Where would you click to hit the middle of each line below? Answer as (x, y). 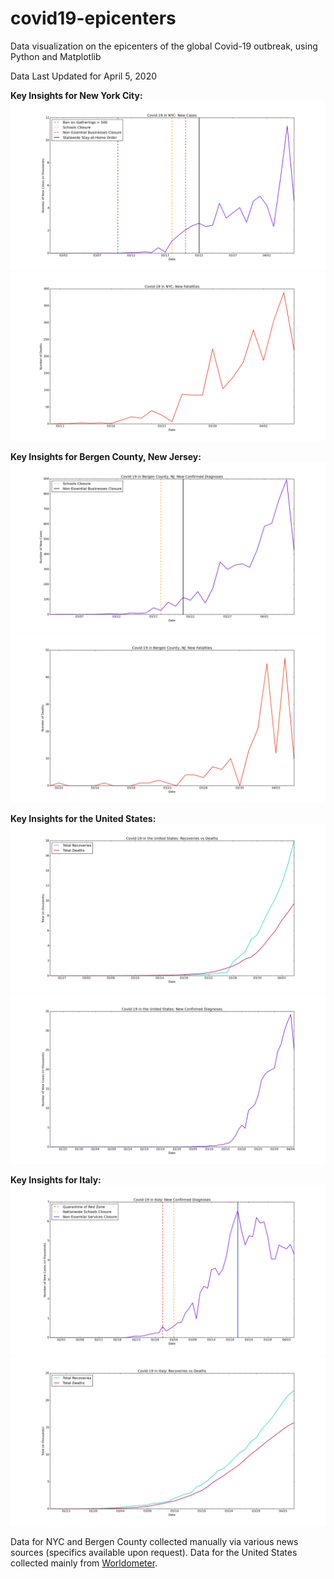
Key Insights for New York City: (76, 95)
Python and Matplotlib (56, 56)
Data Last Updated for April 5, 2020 (84, 76)
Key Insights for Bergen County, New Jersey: (106, 457)
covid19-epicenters (93, 18)
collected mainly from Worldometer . (84, 1563)
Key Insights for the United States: (83, 818)
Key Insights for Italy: (56, 1180)
